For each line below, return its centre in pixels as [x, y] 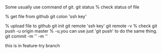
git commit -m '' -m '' [26, 36]
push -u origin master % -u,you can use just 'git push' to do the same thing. [81, 31]
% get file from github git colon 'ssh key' [46, 16]
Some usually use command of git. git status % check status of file [72, 7]
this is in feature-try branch [32, 45]
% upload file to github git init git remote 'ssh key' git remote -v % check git [81, 26]
